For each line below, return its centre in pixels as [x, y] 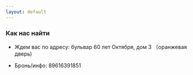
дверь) [23, 54]
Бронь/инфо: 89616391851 [48, 65]
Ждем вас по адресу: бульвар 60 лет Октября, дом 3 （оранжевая [101, 47]
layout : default [26, 12]
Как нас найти [28, 33]
